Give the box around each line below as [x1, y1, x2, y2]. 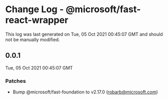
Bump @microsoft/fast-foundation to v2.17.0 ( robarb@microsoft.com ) [12, 89, 158, 95]
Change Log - [5, 4, 64, 15]
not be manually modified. [5, 37, 60, 43]
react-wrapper [5, 14, 69, 26]
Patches [5, 77, 26, 84]
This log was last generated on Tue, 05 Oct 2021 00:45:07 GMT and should [5, 31, 163, 37]
